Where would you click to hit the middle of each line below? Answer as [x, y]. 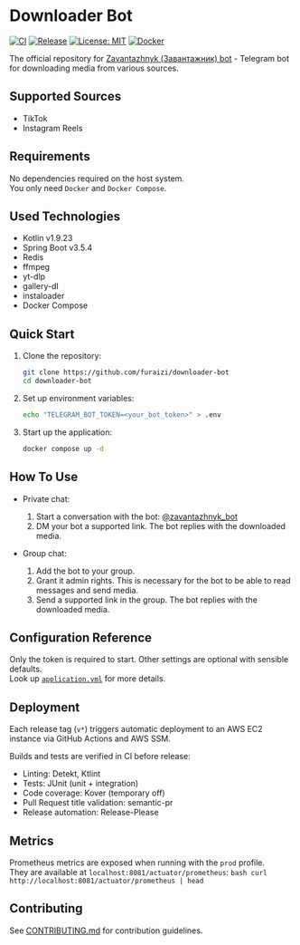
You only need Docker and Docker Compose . [88, 188]
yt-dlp [34, 276]
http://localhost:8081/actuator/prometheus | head [107, 881]
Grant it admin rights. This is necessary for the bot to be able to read [163, 580]
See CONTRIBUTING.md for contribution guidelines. [106, 931]
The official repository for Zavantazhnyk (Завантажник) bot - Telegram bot [150, 58]
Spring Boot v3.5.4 [57, 248]
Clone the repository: [62, 356]
